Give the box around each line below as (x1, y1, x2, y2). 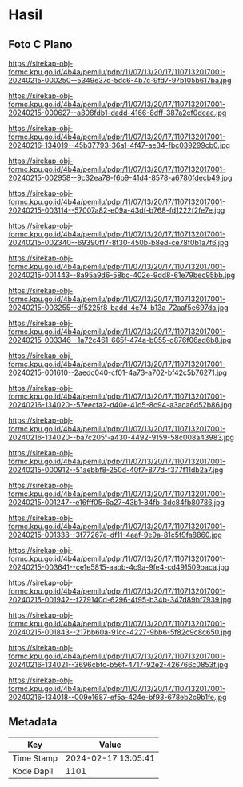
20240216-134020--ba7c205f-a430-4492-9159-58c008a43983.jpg (8, 433, 234, 442)
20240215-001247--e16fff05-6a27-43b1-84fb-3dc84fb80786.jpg (8, 498, 225, 507)
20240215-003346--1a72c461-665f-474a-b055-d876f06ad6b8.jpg (8, 336, 232, 344)
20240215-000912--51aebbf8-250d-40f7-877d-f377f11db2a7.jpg (8, 465, 224, 475)
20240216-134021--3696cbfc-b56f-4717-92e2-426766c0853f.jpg (8, 660, 229, 669)
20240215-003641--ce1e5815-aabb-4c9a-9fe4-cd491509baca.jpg (8, 562, 229, 572)
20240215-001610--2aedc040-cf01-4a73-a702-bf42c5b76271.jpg (8, 368, 228, 377)
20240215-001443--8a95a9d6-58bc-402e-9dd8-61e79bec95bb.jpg (8, 270, 236, 280)
